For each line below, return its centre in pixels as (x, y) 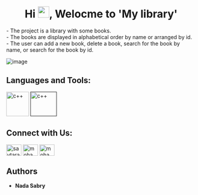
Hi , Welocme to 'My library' (101, 14)
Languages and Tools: (49, 80)
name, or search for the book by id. (50, 50)
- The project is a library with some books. (59, 31)
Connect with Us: (39, 133)
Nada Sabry (30, 186)
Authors (22, 171)
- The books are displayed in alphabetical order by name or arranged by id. (99, 37)
